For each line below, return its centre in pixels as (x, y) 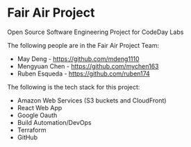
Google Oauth (37, 115)
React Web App (40, 107)
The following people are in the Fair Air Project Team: (83, 45)
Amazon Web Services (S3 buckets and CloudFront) (92, 100)
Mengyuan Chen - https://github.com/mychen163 (88, 66)
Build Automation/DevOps (54, 122)
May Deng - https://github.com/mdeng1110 (78, 59)
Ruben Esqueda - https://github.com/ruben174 (84, 73)
